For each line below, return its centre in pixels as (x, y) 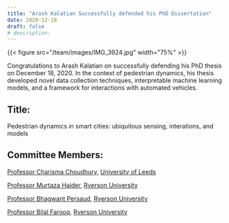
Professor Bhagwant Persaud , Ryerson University (77, 198)
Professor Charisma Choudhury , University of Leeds (82, 172)
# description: (29, 33)
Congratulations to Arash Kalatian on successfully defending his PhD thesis (114, 66)
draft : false (26, 26)
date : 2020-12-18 (32, 20)
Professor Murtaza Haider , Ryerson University (73, 185)
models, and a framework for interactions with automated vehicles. (102, 88)
